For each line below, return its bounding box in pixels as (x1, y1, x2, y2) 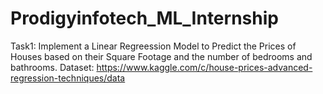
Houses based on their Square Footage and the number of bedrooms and (10, 50, 313, 62)
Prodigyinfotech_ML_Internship (10, 7, 279, 30)
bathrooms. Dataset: (10, 61, 95, 73)
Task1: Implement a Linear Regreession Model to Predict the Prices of (10, 40, 297, 52)
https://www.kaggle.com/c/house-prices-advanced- (96, 61, 313, 73)
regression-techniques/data (10, 72, 126, 84)
